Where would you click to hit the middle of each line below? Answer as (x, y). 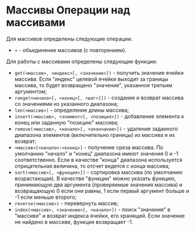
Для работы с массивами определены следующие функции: (82, 61)
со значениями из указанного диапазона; (66, 104)
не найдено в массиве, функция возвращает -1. (74, 222)
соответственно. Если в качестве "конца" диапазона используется (98, 160)
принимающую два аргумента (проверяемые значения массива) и (98, 184)
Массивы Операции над (68, 10)
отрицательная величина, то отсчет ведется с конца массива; (92, 166)
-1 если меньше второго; (46, 197)
